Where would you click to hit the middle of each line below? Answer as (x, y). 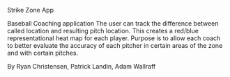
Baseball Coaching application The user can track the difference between (113, 23)
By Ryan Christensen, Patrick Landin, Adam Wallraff (82, 66)
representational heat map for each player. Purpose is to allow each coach (114, 38)
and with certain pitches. (43, 53)
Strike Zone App (31, 10)
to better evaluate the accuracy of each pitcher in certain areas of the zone (115, 45)
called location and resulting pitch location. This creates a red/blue (103, 31)
